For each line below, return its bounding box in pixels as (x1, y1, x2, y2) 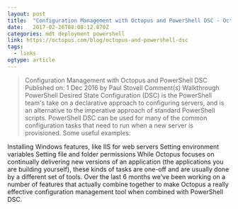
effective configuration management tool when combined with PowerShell (7, 187, 224, 196)
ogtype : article (7, 57, 55, 64)
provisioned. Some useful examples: (24, 128, 131, 137)
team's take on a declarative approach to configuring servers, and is (24, 98, 225, 107)
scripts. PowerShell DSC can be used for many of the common (24, 113, 208, 122)
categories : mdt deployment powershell (7, 30, 125, 38)
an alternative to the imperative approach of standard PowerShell (24, 106, 215, 114)
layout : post (7, 10, 46, 18)
